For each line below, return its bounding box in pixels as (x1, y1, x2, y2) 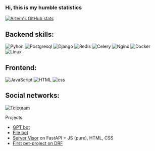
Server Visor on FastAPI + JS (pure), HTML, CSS (12, 135, 114, 141)
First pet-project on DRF (12, 140, 63, 146)
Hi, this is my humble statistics (5, 4, 82, 11)
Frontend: (5, 63, 37, 72)
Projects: (5, 114, 24, 120)
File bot (12, 129, 29, 135)
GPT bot (12, 124, 30, 130)
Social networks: (5, 91, 60, 100)
